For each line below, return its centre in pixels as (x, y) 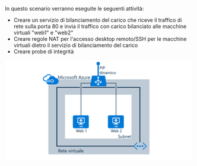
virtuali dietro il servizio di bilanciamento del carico (76, 45)
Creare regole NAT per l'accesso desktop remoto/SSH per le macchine (100, 39)
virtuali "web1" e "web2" (43, 33)
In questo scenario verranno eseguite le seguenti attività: (74, 9)
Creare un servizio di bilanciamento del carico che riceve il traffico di (98, 20)
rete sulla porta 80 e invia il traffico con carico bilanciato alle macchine (100, 26)
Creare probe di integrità (44, 52)
